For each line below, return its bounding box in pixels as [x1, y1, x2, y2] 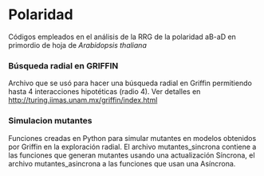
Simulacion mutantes [8, 115, 93, 127]
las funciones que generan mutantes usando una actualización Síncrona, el [8, 150, 255, 160]
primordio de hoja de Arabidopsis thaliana [8, 40, 148, 49]
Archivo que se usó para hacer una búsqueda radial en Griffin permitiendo [8, 78, 253, 88]
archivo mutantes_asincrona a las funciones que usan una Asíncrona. [8, 158, 236, 168]
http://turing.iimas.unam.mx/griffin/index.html [8, 96, 158, 105]
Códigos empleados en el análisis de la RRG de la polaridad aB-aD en [8, 32, 237, 41]
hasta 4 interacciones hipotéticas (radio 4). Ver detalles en [8, 87, 201, 96]
